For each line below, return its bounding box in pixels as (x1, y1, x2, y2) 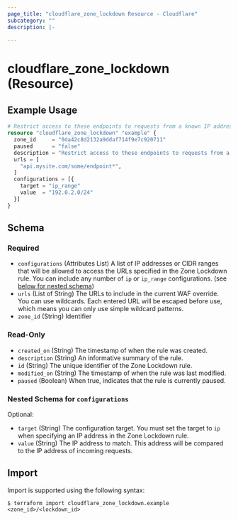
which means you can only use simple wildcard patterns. (17, 305, 184, 313)
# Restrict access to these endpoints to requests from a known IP (7, 123, 211, 130)
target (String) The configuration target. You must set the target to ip (17, 423, 221, 432)
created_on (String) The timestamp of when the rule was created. (17, 346, 208, 354)
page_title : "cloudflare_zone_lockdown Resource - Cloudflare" (7, 10, 198, 18)
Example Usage (7, 104, 78, 116)
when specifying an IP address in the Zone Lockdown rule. (17, 431, 189, 440)
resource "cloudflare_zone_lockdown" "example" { (7, 129, 157, 137)
